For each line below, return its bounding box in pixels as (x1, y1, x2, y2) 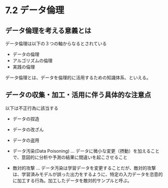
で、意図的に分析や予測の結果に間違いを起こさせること (12, 154, 128, 160)
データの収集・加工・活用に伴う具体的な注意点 (5, 91, 151, 99)
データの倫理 (12, 51, 39, 57)
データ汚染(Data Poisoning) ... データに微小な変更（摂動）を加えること (12, 148, 160, 154)
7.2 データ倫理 (5, 5, 65, 16)
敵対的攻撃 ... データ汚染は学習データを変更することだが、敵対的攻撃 (12, 165, 156, 171)
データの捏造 (12, 115, 39, 121)
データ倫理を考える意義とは (5, 26, 92, 35)
